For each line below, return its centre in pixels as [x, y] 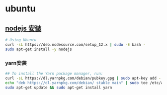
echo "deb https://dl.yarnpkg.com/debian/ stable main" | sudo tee [77, 83]
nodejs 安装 [23, 28]
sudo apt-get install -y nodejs [39, 49]
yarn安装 [16, 63]
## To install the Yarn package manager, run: [54, 73]
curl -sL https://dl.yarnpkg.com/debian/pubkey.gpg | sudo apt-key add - [83, 78]
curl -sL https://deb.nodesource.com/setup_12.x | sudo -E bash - [75, 45]
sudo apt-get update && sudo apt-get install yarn [59, 88]
